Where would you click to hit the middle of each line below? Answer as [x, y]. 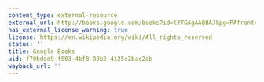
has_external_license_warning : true [68, 30]
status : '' [26, 45]
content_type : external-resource [63, 15]
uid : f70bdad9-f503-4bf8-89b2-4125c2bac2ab [81, 59]
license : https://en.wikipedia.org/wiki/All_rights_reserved [110, 37]
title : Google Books [42, 52]
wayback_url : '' [35, 66]
